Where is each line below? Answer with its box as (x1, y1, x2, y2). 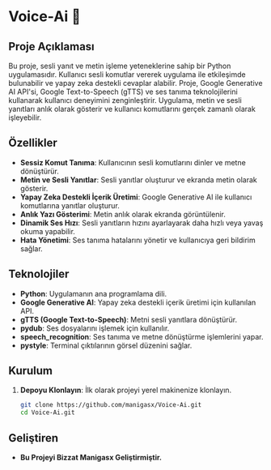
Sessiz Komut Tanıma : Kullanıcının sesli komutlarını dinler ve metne (19, 157, 247, 167)
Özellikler (8, 136, 58, 150)
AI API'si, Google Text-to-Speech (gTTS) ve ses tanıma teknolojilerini (8, 87, 239, 96)
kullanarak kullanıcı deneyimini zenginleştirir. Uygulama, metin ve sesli (8, 96, 243, 105)
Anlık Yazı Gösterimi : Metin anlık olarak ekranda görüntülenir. (19, 209, 227, 219)
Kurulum (8, 364, 53, 378)
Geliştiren (8, 431, 59, 445)
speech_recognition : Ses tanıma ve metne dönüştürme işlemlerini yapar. (19, 331, 264, 341)
